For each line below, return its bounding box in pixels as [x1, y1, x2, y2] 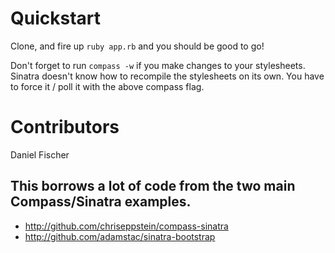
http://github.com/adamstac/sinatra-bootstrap [24, 230, 216, 242]
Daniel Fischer [10, 148, 70, 161]
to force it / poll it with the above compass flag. [10, 80, 205, 92]
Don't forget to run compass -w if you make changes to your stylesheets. [10, 59, 306, 71]
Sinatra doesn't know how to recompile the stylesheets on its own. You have [10, 70, 325, 82]
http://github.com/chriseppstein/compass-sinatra [24, 220, 229, 232]
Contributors [10, 116, 120, 139]
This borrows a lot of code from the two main [10, 178, 296, 195]
